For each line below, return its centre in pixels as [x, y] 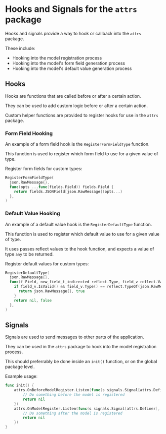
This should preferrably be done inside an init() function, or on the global [81, 362]
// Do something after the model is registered [73, 413]
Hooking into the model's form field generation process [68, 63]
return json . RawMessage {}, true [51, 291]
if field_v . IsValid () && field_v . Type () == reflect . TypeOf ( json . [83, 287]
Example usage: [21, 376]
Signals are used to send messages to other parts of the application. [75, 337]
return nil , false [33, 300]
